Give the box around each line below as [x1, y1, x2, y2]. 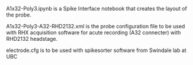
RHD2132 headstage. [6, 35, 58, 42]
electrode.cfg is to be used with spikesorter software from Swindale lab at [6, 47, 186, 54]
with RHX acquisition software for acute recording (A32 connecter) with [6, 29, 181, 36]
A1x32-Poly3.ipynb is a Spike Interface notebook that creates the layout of [6, 5, 188, 12]
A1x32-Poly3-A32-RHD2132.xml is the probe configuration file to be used [6, 23, 185, 30]
